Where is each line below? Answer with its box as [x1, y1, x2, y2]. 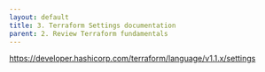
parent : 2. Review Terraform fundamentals [9, 29, 168, 38]
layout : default [9, 12, 69, 22]
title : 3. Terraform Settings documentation [9, 21, 176, 30]
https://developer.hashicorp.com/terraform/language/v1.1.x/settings [9, 54, 256, 64]
